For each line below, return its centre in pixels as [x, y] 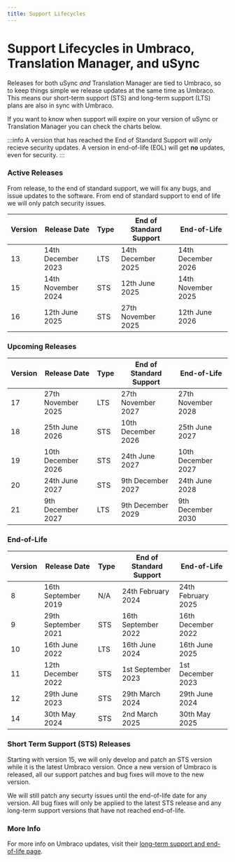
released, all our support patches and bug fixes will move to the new [106, 774]
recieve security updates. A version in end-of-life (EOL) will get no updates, [116, 147]
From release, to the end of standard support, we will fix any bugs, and [109, 188]
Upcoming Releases [42, 346]
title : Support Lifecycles [47, 14]
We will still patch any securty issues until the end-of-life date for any [107, 795]
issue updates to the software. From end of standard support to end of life [114, 195]
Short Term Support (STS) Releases [69, 744]
